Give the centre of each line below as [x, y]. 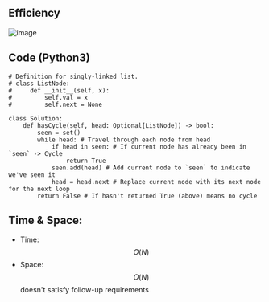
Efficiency [34, 13]
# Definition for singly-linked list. [73, 76]
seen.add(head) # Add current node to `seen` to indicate [151, 168]
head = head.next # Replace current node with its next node [156, 182]
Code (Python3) [49, 58]
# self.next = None [56, 104]
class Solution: [35, 118]
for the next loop [39, 189]
